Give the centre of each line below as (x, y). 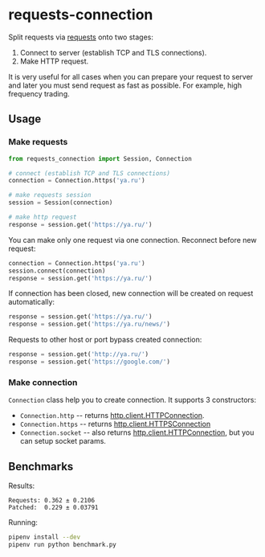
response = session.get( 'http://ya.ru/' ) (79, 354)
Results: (22, 485)
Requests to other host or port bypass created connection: (105, 340)
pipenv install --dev (45, 537)
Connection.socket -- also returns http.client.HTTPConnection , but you (137, 432)
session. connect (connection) (57, 271)
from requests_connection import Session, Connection (100, 158)
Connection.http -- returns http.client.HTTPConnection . (112, 416)
